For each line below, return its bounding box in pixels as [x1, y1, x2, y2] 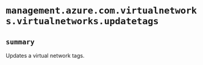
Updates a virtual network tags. [5, 52, 85, 59]
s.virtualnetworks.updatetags [5, 16, 159, 27]
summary [5, 37, 35, 46]
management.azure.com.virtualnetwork [5, 5, 198, 16]
